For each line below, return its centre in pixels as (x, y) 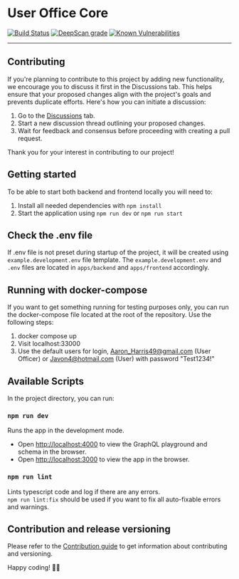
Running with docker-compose (78, 290)
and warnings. (28, 506)
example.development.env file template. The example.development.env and (115, 260)
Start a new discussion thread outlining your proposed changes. (112, 123)
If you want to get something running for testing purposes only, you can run (118, 307)
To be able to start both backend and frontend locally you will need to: (110, 192)
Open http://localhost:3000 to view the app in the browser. (103, 459)
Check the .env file (50, 235)
